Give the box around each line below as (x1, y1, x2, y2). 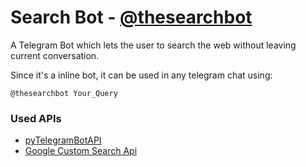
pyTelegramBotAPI (24, 134, 102, 146)
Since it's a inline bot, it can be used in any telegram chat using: (10, 69, 273, 81)
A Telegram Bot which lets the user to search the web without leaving (10, 39, 297, 51)
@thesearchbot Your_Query (10, 88, 118, 98)
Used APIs (10, 111, 62, 125)
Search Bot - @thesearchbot (10, 6, 253, 29)
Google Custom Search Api (24, 145, 138, 157)
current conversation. (10, 49, 100, 61)
